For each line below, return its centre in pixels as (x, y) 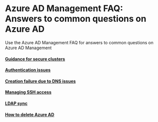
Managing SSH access (28, 92)
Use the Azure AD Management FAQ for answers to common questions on (79, 42)
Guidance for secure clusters (35, 59)
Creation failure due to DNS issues (41, 81)
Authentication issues (28, 70)
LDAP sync (16, 103)
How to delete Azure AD (30, 114)
